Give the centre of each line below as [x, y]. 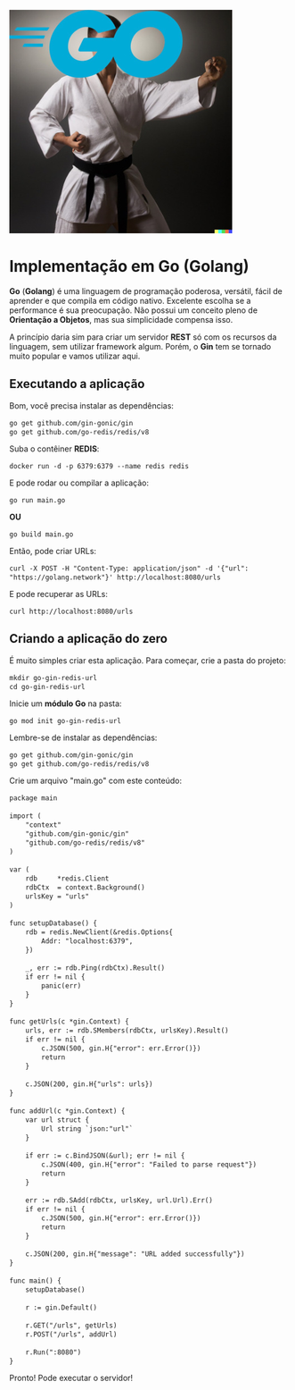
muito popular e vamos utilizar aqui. [75, 356]
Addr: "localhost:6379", [87, 941]
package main [33, 798]
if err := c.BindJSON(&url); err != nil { [105, 1155]
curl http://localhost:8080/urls [71, 611]
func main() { [36, 1280]
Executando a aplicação [77, 384]
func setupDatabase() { [53, 923]
